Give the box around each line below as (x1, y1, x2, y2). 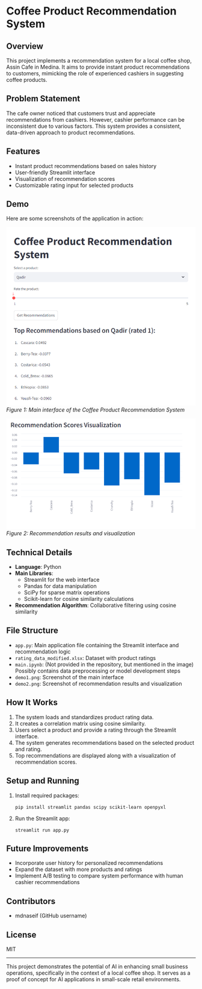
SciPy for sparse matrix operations (23, 589, 110, 596)
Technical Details (6, 547, 73, 557)
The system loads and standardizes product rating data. (14, 713, 154, 721)
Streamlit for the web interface (23, 576, 100, 583)
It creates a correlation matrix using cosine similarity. (14, 720, 146, 727)
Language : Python (14, 564, 61, 571)
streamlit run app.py (14, 827, 69, 833)
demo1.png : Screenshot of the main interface (14, 673, 124, 680)
